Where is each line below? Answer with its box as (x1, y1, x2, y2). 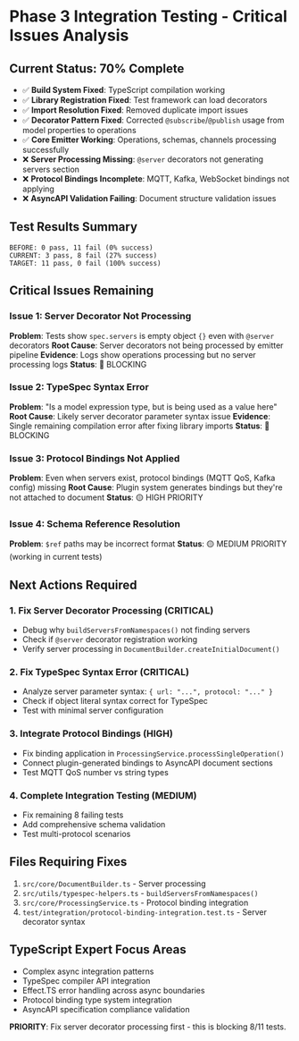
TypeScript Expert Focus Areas (9, 942, 187, 958)
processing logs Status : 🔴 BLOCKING (9, 359, 147, 369)
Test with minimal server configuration (21, 705, 164, 716)
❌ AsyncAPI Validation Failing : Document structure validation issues (21, 193, 277, 203)
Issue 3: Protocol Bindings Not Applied (9, 452, 180, 464)
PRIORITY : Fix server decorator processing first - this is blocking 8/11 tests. (9, 1021, 287, 1032)
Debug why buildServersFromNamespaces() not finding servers (21, 624, 251, 636)
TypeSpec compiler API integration (21, 975, 151, 986)
